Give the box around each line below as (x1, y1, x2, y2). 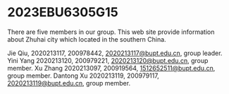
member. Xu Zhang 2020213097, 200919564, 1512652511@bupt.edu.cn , (7, 64, 216, 72)
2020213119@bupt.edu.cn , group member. (7, 78, 131, 87)
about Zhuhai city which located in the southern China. (7, 35, 167, 43)
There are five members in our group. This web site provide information (7, 28, 215, 36)
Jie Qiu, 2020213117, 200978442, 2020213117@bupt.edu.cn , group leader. (7, 49, 223, 57)
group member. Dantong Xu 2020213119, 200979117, (7, 71, 160, 80)
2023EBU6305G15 (7, 4, 118, 20)
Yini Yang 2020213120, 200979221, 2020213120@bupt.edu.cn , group (7, 56, 209, 64)
